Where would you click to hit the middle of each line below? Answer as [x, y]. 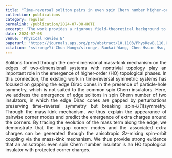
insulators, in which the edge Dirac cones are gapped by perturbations [86, 100]
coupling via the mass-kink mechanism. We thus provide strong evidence [86, 139]
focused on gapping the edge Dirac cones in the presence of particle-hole [86, 84]
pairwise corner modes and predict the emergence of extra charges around [86, 117]
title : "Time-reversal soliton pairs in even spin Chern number [75, 10]
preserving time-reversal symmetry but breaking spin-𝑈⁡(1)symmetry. [86, 106]
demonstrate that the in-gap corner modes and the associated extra [86, 127]
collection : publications [33, 15]
